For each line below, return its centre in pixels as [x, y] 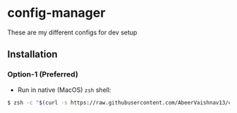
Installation [32, 54]
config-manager [56, 13]
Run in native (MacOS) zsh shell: [64, 90]
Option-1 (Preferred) [43, 74]
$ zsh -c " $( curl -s [38, 102]
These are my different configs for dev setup [72, 32]
